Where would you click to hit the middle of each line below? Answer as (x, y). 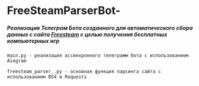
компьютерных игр (33, 41)
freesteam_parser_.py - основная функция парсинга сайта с (84, 72)
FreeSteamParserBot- (64, 11)
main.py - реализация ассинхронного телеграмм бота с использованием (98, 56)
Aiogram (17, 61)
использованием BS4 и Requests (47, 77)
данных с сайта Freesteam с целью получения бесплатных (87, 34)
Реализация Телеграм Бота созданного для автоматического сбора (100, 27)
